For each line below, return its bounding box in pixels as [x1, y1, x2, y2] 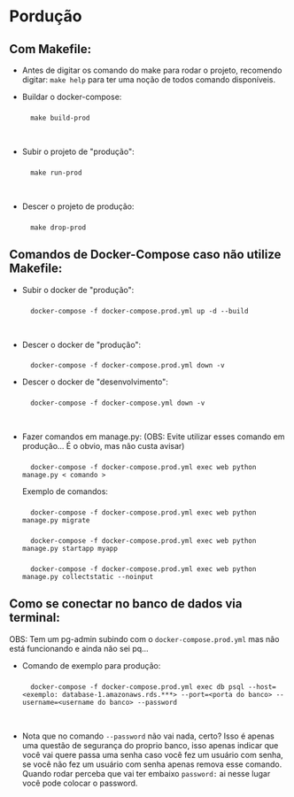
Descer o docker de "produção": [21, 339, 142, 350]
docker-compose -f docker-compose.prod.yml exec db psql [30, 682, 245, 692]
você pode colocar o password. [21, 778, 138, 788]
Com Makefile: [9, 42, 91, 57]
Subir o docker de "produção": [21, 284, 135, 295]
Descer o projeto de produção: [21, 201, 135, 212]
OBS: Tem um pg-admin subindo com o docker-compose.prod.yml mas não [9, 633, 280, 644]
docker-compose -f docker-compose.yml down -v [30, 398, 205, 408]
